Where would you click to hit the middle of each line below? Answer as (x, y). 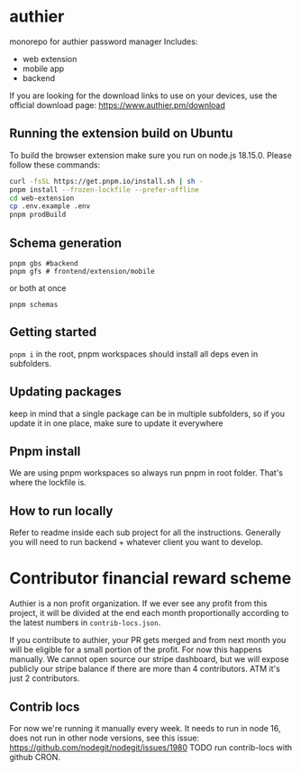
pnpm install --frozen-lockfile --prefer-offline (105, 190)
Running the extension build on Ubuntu (121, 134)
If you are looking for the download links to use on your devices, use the (143, 95)
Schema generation (66, 243)
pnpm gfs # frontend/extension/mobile (82, 271)
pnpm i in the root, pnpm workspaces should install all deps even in (134, 354)
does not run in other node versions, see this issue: (105, 738)
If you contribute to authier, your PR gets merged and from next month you (148, 640)
